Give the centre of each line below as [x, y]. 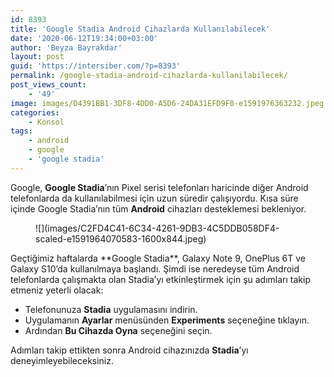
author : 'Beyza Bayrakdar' [66, 47]
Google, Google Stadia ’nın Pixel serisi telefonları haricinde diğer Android [159, 187]
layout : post [37, 57]
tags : [21, 131]
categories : [35, 112]
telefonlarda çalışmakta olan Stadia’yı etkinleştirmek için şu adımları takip [160, 279]
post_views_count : [48, 85]
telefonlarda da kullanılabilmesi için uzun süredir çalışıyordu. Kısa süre [154, 198]
